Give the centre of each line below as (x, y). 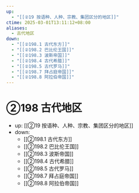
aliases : (17, 28)
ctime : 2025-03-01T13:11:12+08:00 (49, 22)
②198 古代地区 (44, 108)
